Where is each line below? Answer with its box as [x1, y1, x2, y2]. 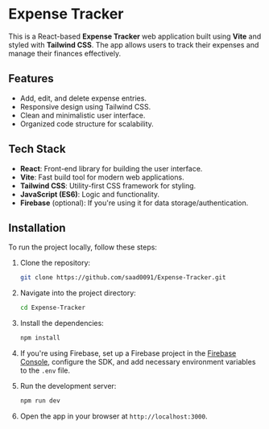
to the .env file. [19, 365, 71, 375]
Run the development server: [19, 382, 117, 390]
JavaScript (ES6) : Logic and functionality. [19, 189, 159, 199]
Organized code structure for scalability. [19, 118, 155, 129]
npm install [19, 334, 60, 342]
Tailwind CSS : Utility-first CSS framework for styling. [19, 180, 197, 190]
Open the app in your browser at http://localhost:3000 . [19, 411, 208, 421]
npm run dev [19, 397, 60, 405]
